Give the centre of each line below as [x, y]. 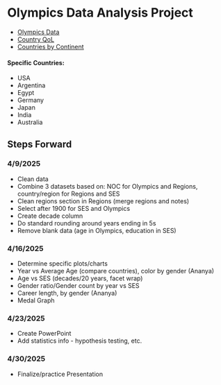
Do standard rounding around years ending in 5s [87, 223]
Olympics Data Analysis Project [100, 13]
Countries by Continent [51, 46]
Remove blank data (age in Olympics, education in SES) [97, 230]
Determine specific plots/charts [62, 264]
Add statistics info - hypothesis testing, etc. [80, 341]
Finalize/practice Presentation [60, 374]
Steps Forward [40, 144]
